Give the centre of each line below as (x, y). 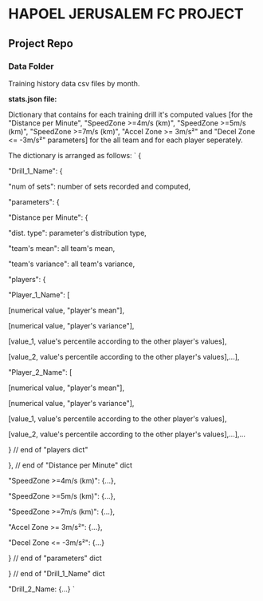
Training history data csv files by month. (74, 83)
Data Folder (31, 66)
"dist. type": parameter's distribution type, (78, 233)
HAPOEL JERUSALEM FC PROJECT (126, 14)
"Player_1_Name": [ (39, 295)
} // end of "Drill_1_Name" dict (57, 573)
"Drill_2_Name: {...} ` (42, 589)
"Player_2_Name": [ (40, 372)
